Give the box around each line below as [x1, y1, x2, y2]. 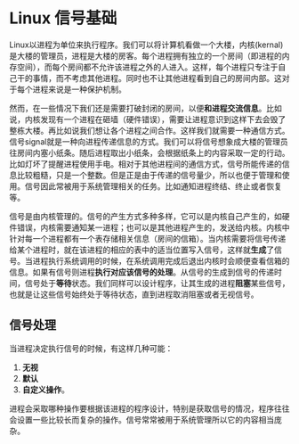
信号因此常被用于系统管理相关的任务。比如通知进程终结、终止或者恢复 [24, 180, 282, 192]
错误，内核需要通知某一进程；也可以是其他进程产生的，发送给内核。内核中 [16, 222, 290, 233]
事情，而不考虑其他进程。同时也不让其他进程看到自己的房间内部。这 [32, 72, 282, 83]
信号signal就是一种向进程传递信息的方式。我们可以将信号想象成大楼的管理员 [9, 136, 288, 147]
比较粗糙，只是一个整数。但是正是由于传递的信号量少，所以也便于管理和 [16, 169, 282, 180]
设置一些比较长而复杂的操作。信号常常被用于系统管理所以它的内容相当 [16, 414, 274, 424]
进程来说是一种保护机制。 [32, 84, 126, 95]
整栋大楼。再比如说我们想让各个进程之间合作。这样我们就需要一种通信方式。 [9, 125, 290, 136]
